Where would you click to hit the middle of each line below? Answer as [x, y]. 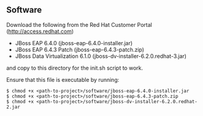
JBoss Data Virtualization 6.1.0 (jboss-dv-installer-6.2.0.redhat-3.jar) [101, 56]
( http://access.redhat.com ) [40, 31]
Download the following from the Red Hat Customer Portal [79, 24]
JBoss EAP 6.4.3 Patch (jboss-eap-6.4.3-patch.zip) [80, 49]
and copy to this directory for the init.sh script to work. [75, 68]
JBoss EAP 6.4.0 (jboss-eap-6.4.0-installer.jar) [74, 43]
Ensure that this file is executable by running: [63, 79]
